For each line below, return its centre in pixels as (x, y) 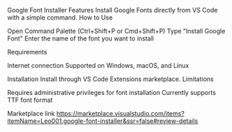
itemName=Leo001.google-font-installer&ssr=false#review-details (103, 121)
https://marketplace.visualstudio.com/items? (121, 113)
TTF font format (30, 100)
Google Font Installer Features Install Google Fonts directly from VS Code (113, 10)
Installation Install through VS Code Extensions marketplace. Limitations (111, 79)
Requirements (27, 52)
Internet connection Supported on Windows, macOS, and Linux (98, 65)
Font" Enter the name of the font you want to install (81, 38)
